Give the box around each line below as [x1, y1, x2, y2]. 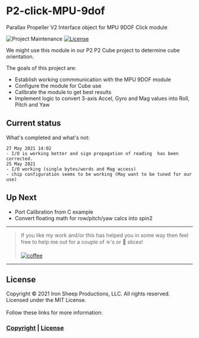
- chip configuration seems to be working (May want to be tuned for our [6, 171, 192, 177]
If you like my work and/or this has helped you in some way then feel [20, 231, 188, 239]
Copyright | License [6, 324, 64, 332]
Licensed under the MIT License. [6, 297, 86, 304]
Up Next [6, 192, 37, 202]
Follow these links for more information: [6, 309, 103, 316]
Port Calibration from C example [14, 208, 94, 215]
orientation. [6, 53, 34, 60]
